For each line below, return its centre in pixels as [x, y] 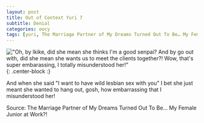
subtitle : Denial [28, 23]
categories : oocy [28, 29]
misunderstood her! [31, 96]
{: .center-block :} [29, 71]
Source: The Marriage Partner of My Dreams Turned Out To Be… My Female [101, 108]
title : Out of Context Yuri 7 [45, 18]
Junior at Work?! [27, 114]
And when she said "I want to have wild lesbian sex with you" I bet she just [100, 83]
